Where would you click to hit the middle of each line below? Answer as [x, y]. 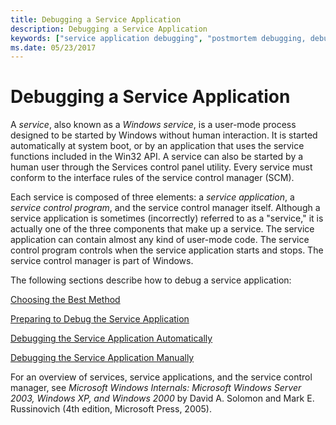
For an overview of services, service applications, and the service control [161, 377]
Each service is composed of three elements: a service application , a [152, 197]
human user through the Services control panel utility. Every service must [161, 167]
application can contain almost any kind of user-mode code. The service [160, 240]
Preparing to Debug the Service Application [100, 319]
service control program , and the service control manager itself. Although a [165, 208]
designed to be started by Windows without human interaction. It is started [164, 135]
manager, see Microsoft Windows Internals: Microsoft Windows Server [156, 388]
